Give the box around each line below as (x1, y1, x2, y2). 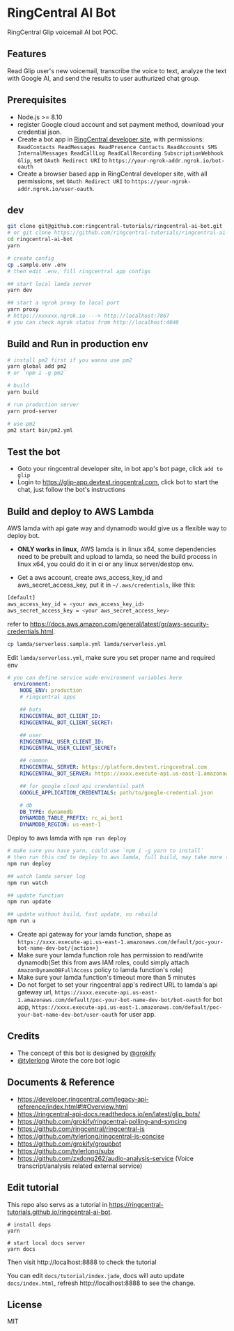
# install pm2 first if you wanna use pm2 (7, 357, 132, 364)
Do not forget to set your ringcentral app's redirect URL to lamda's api (17, 980, 218, 989)
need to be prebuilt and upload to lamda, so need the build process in (17, 553, 217, 561)
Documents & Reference (7, 1077, 115, 1088)
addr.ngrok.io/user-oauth (17, 185, 93, 192)
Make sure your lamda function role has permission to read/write (17, 951, 203, 960)
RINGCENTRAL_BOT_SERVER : (19, 770, 92, 778)
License (7, 1298, 42, 1311)
